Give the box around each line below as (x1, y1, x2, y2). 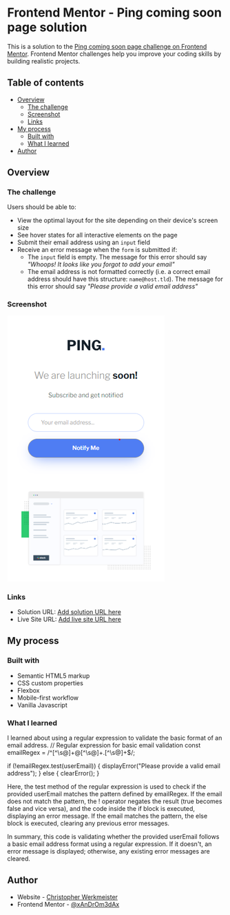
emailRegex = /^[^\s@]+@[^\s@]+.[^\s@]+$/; (7, 749, 136, 757)
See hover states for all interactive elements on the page (17, 231, 178, 239)
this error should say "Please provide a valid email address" (27, 282, 198, 291)
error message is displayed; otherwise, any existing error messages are (7, 847, 210, 856)
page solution (7, 19, 87, 35)
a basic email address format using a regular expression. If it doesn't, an (7, 840, 212, 848)
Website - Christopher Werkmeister (17, 892, 118, 901)
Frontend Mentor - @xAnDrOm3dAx (17, 900, 120, 908)
